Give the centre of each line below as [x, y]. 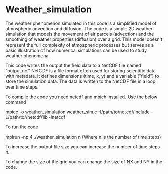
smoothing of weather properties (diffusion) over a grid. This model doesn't [84, 39]
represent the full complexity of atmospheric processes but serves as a [80, 45]
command [16, 102]
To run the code [22, 127]
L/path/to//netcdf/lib [26, 117]
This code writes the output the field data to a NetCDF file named [73, 65]
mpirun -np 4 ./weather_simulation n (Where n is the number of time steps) [83, 137]
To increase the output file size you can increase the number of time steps [83, 146]
